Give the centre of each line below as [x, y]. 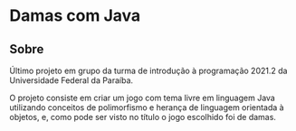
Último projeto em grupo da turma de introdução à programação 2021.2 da [148, 70]
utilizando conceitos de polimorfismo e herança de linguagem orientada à [147, 108]
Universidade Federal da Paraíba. [72, 80]
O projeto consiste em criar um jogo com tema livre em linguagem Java [143, 98]
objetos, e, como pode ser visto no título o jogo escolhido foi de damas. [143, 117]
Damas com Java [75, 16]
